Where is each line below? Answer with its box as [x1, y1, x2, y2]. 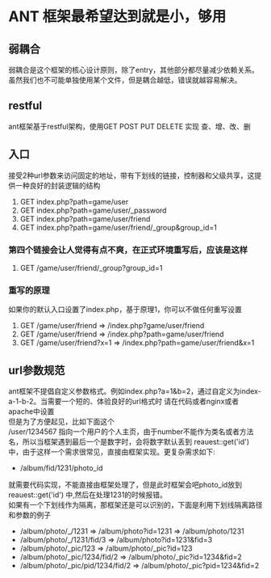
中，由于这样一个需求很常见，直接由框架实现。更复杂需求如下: [8, 447, 216, 457]
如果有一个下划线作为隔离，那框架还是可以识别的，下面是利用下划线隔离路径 [8, 500, 263, 510]
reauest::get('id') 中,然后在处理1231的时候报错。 [8, 490, 168, 500]
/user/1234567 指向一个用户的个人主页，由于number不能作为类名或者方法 [8, 427, 254, 437]
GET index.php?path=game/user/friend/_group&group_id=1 [19, 222, 218, 232]
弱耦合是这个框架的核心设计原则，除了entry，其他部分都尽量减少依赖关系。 [8, 65, 260, 74]
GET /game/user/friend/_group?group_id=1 [19, 263, 163, 272]
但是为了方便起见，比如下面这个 [8, 417, 115, 427]
